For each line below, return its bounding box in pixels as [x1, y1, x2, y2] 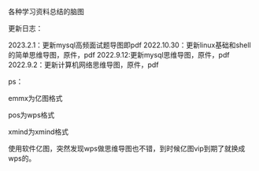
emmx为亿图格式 [8, 94, 63, 102]
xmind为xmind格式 [8, 127, 69, 136]
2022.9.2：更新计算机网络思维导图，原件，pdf [8, 60, 159, 69]
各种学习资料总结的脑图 [8, 7, 84, 16]
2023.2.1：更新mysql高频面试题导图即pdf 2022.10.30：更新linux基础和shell [8, 40, 252, 50]
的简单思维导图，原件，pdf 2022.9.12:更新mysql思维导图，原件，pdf [8, 50, 230, 59]
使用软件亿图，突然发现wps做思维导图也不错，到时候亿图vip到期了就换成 [8, 144, 246, 153]
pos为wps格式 [8, 110, 55, 120]
